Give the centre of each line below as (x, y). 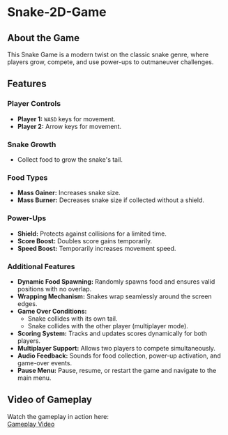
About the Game (44, 38)
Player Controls (34, 104)
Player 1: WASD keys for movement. (66, 119)
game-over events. (44, 362)
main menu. (34, 378)
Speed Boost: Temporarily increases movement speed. (97, 248)
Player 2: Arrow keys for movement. (69, 126)
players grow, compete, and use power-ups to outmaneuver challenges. (111, 62)
